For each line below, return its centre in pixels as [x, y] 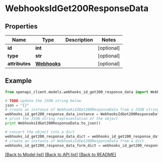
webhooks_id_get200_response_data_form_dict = [53, 146]
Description [79, 40]
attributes [19, 64]
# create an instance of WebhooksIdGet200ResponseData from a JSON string [82, 110]
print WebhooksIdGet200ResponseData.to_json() [53, 123]
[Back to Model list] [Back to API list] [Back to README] [61, 155]
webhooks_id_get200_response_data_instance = [52, 114]
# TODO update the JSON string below [43, 101]
